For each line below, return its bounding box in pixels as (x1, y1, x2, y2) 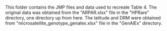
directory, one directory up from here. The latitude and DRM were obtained (5, 15, 161, 20)
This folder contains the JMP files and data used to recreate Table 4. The (5, 4, 157, 10)
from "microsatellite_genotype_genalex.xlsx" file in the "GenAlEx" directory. (5, 20, 162, 26)
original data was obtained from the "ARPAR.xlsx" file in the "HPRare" (5, 9, 149, 15)
